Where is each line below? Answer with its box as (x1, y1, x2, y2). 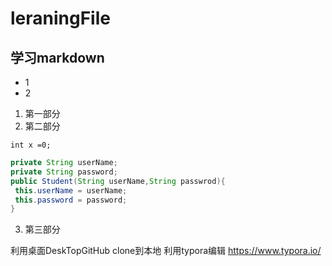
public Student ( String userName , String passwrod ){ (10, 176, 226, 186)
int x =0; (10, 140, 52, 150)
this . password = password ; (14, 195, 128, 205)
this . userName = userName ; (14, 185, 128, 196)
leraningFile (10, 7, 111, 30)
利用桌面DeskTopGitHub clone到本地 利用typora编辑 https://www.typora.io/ (10, 245, 322, 257)
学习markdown (10, 49, 105, 66)
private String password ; (10, 167, 118, 177)
